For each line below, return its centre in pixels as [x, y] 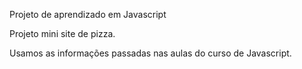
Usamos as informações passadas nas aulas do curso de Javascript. [150, 53]
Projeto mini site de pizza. [62, 33]
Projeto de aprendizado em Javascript [88, 14]
